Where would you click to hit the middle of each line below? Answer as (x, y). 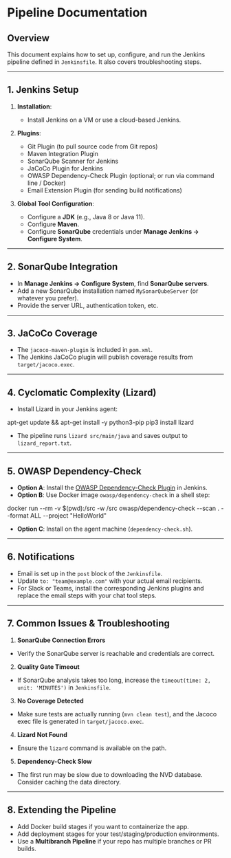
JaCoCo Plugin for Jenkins (65, 168)
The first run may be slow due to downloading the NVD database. (110, 774)
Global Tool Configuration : (56, 203)
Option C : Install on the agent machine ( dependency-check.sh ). (105, 529)
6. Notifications (41, 557)
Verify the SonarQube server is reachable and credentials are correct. (116, 653)
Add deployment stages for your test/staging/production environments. (118, 834)
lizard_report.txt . (44, 443)
